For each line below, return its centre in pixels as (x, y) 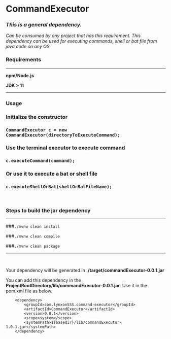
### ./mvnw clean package (33, 246)
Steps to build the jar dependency (48, 210)
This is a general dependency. (44, 25)
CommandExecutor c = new (37, 130)
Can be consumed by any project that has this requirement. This (73, 36)
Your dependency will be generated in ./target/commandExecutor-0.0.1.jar (85, 270)
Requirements (24, 60)
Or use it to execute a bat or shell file (52, 174)
